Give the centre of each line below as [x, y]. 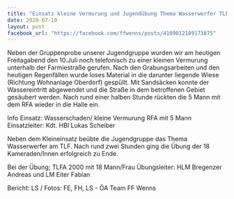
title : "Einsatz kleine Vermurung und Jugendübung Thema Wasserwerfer [112, 14]
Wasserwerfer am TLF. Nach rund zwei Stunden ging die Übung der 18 [109, 146]
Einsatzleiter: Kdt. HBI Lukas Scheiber [61, 125]
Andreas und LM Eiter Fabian [49, 175]
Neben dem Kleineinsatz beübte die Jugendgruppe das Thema [97, 139]
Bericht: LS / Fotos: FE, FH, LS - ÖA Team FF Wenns [82, 188]
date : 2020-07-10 [32, 20]
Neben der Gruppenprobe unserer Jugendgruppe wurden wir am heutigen [114, 53]
